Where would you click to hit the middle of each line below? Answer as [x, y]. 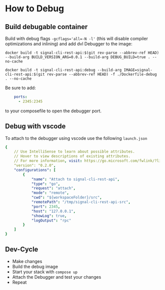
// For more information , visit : [48, 161]
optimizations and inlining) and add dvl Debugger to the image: [69, 44]
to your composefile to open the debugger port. [53, 111]
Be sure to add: [20, 88]
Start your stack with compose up [45, 272]
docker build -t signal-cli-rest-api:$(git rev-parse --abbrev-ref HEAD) [82, 53]
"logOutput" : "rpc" [51, 220]
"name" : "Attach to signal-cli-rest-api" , [75, 179]
